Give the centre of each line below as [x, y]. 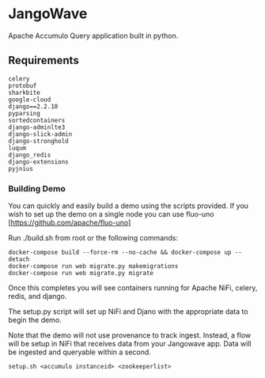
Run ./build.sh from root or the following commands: [93, 238]
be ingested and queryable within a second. [80, 352]
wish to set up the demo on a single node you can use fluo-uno [112, 214]
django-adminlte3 [37, 127]
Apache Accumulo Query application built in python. [93, 36]
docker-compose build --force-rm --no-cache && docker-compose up [120, 253]
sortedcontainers [37, 120]
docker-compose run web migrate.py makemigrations [93, 266]
